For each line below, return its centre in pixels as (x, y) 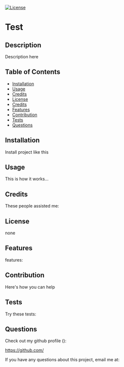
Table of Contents (33, 72)
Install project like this (27, 152)
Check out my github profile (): (36, 341)
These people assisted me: (32, 206)
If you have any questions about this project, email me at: (62, 360)
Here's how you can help (30, 287)
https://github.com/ (24, 350)
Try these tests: (21, 314)
